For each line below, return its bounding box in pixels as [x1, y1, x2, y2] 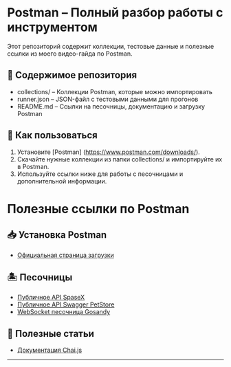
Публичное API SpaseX [16, 293, 85, 302]
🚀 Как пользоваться [7, 129, 98, 142]
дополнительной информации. [16, 177, 107, 185]
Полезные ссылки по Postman [7, 201, 190, 216]
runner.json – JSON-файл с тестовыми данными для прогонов [16, 95, 199, 103]
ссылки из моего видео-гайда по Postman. [7, 49, 133, 58]
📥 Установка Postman [7, 229, 107, 241]
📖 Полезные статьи [7, 328, 95, 340]
